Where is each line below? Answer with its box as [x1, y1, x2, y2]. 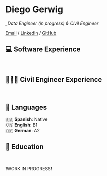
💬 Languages [5, 103, 47, 111]
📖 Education [5, 142, 44, 151]
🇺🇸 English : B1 [5, 122, 38, 128]
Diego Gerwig [5, 4, 64, 15]
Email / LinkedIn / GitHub [5, 30, 57, 36]
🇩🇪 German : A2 [5, 128, 40, 134]
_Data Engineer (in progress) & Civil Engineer [5, 20, 99, 26]
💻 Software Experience [5, 45, 81, 54]
